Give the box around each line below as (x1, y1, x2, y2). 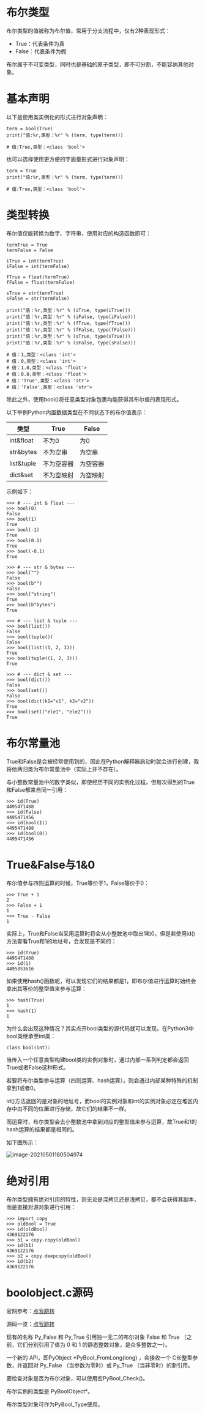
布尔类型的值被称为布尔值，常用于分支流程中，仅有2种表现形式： (6, 27, 171, 34)
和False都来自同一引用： (6, 786, 69, 793)
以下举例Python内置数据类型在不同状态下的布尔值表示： (6, 408, 148, 416)
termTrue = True (6, 242, 48, 248)
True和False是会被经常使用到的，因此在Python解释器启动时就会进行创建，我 (6, 757, 199, 765)
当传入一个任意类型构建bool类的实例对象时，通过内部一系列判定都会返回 (6, 1056, 189, 1063)
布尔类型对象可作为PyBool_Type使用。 (6, 1401, 103, 1408)
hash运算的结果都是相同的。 (6, 1125, 78, 1133)
